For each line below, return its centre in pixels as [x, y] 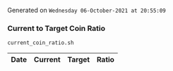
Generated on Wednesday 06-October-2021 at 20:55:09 [86, 10]
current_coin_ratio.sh [41, 43]
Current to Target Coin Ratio [56, 28]
